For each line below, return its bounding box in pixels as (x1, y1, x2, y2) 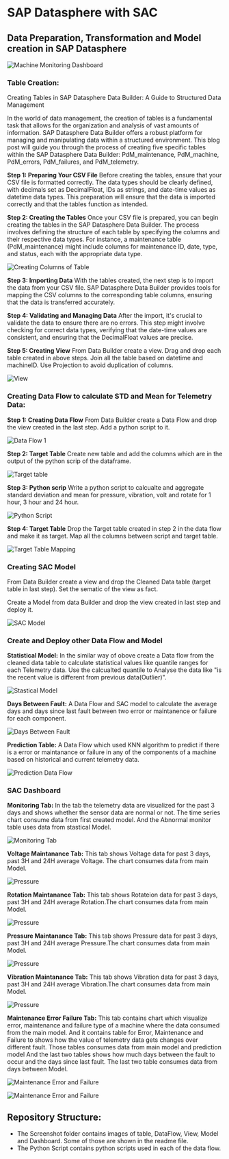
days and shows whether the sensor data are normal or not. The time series (7, 808, 221, 817)
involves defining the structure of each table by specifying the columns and (7, 228, 220, 236)
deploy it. (7, 605, 33, 614)
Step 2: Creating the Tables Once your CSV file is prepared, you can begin (7, 214, 219, 222)
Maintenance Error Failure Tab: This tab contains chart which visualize (7, 1014, 208, 1022)
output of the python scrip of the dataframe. (7, 457, 131, 465)
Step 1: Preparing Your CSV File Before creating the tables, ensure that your (7, 171, 222, 179)
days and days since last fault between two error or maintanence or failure (7, 707, 217, 715)
